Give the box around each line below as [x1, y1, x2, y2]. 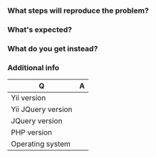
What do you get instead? [7, 43, 98, 53]
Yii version [11, 93, 46, 103]
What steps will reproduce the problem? [7, 6, 150, 16]
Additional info [7, 62, 60, 72]
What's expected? [7, 24, 73, 34]
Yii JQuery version [11, 105, 73, 115]
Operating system [11, 139, 71, 149]
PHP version [11, 128, 53, 137]
